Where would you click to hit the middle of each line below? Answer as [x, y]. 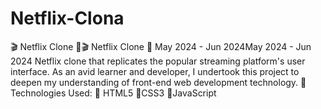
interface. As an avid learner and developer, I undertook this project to [155, 71]
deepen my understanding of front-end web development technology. [154, 82]
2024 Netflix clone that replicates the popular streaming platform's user [158, 61]
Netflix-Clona [67, 18]
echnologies [38, 93]
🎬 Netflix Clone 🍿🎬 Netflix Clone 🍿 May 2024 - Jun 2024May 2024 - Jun [161, 46]
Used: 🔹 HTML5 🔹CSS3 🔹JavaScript [142, 93]
